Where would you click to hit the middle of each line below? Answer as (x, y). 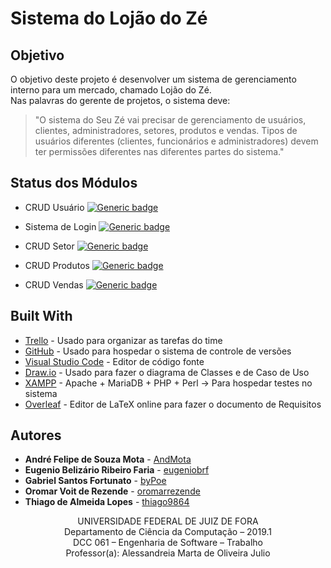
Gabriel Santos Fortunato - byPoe (95, 481)
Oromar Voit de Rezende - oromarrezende (112, 491)
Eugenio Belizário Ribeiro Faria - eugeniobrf (117, 470)
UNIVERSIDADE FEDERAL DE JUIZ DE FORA (168, 521)
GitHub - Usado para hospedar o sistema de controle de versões (158, 351)
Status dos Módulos (74, 183)
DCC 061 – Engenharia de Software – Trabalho (168, 543)
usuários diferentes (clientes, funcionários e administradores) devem (176, 141)
